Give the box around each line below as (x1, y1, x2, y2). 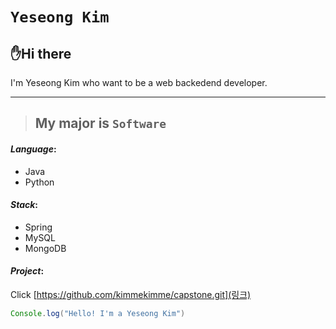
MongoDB (24, 242, 67, 254)
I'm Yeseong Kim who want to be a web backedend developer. (10, 77, 268, 88)
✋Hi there (10, 45, 72, 62)
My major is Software (34, 115, 167, 132)
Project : (10, 265, 45, 277)
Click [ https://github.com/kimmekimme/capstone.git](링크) (10, 289, 252, 300)
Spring (24, 221, 53, 233)
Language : (10, 143, 57, 155)
